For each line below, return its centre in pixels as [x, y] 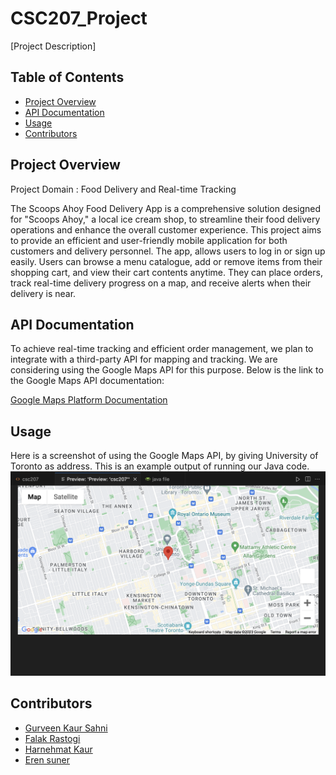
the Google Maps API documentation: [87, 381]
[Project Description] [53, 46]
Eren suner [47, 759]
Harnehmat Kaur [58, 749]
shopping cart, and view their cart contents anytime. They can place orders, [166, 272]
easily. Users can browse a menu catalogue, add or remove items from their [166, 261]
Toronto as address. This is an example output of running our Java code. [160, 466]
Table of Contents [67, 77]
